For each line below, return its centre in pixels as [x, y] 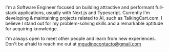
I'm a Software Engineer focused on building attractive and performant [80, 7]
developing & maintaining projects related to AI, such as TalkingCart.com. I [84, 18]
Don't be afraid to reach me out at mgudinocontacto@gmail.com [73, 44]
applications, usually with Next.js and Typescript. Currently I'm [84, 13]
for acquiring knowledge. [32, 29]
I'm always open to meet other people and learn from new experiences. [81, 38]
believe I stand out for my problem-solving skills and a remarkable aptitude [84, 23]
